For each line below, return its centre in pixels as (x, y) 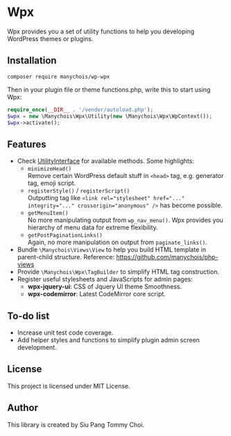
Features (27, 144)
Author (23, 408)
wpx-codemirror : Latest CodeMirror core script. (97, 294)
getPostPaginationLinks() (65, 236)
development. (37, 347)
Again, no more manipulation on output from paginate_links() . (117, 242)
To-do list (28, 316)
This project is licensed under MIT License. (69, 386)
